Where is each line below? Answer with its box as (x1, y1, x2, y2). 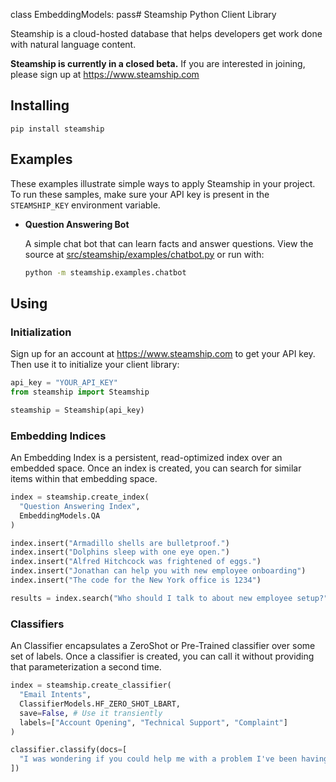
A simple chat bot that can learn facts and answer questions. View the (24, 237, 314, 249)
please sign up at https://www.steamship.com (10, 69, 200, 80)
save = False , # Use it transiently (19, 708, 163, 718)
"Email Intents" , (19, 690, 92, 700)
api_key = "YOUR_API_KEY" (10, 378, 118, 388)
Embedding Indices (10, 429, 107, 443)
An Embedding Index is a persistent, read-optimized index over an (10, 452, 283, 464)
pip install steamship (10, 124, 105, 134)
